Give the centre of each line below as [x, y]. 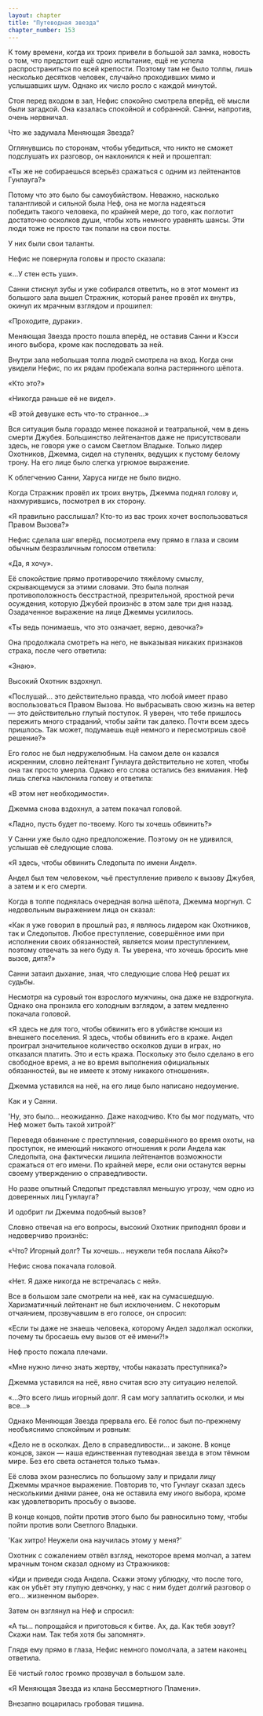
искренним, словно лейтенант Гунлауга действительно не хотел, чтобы [129, 761]
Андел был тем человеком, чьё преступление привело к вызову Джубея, [132, 878]
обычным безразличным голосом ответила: [82, 548]
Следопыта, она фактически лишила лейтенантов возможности [115, 1157]
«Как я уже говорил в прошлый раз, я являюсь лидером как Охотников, [130, 925]
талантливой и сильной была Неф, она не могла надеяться [107, 203]
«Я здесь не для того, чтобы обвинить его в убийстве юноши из [115, 1029]
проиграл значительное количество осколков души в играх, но [115, 1046]
